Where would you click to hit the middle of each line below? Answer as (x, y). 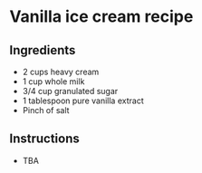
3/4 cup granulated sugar (70, 91)
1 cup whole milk (53, 82)
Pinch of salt (46, 110)
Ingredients (43, 50)
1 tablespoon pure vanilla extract (83, 101)
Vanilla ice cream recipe (101, 17)
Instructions (44, 139)
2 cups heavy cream (61, 72)
